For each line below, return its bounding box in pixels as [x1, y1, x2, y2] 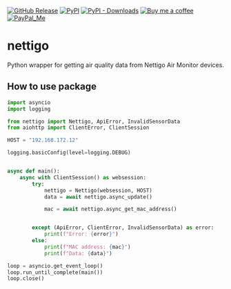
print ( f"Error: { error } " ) [43, 231, 119, 238]
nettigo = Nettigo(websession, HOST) [43, 187, 153, 194]
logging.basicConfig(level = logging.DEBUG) [7, 149, 131, 157]
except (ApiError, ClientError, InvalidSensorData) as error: [32, 224, 214, 231]
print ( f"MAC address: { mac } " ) [43, 243, 131, 250]
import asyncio [7, 99, 51, 106]
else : [32, 237, 48, 244]
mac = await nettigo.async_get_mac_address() [43, 206, 177, 213]
